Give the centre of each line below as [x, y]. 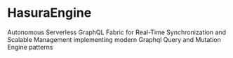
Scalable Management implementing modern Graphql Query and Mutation [114, 39]
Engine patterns [30, 47]
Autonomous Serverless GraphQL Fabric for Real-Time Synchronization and [117, 32]
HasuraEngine [49, 13]
